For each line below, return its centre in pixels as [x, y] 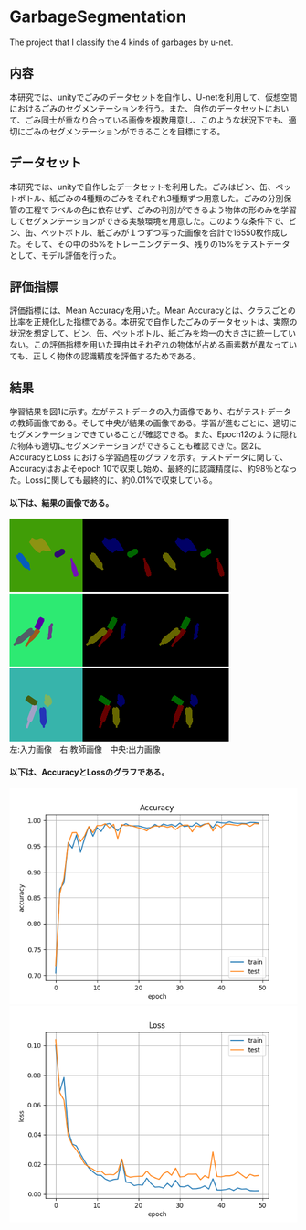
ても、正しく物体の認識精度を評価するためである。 [105, 356]
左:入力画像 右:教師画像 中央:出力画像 [85, 749]
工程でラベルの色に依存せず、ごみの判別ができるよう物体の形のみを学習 [161, 209]
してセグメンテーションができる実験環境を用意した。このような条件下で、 [149, 220]
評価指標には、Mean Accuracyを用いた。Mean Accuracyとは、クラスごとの [153, 310]
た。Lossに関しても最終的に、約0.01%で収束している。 [113, 480]
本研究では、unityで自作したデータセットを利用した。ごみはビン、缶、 [142, 187]
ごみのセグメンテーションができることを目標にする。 [125, 131]
